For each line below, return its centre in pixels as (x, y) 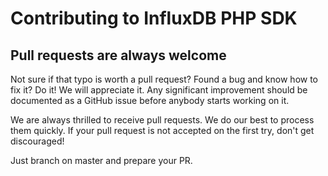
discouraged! (37, 141)
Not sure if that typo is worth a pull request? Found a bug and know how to (164, 79)
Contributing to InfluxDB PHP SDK (154, 18)
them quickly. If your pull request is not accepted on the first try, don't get (162, 130)
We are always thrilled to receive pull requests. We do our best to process (162, 120)
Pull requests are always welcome (118, 55)
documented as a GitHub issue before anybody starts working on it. (150, 100)
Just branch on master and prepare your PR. (101, 160)
